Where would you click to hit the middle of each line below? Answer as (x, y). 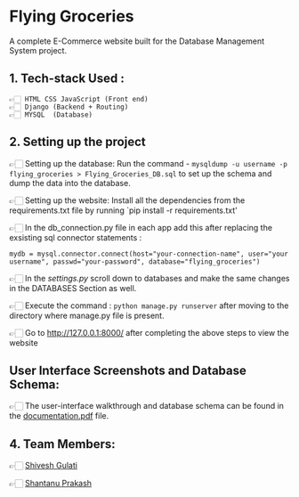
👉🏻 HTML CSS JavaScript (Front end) (79, 99)
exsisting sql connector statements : (76, 237)
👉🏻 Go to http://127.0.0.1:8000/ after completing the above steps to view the (149, 332)
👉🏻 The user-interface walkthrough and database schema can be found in (147, 406)
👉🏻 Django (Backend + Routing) (69, 107)
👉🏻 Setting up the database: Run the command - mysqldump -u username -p (148, 163)
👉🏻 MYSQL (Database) (51, 114)
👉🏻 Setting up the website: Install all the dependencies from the (127, 200)
